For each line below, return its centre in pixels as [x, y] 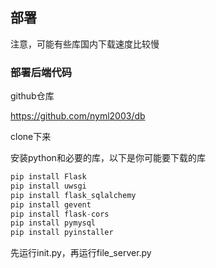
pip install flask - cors [60, 214]
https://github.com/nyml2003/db [78, 116]
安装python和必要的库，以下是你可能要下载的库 [108, 158]
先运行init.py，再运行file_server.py [81, 253]
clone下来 [31, 137]
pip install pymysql [53, 223]
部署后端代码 [41, 72]
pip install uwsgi [48, 186]
